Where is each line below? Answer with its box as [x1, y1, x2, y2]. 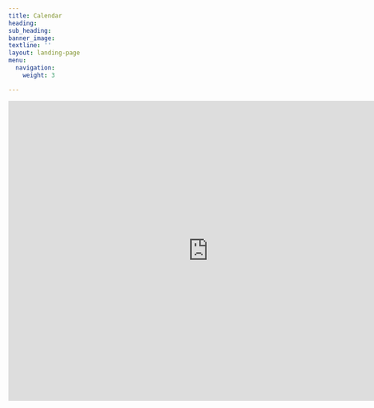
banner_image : [8, 34, 56, 42]
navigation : [15, 64, 56, 72]
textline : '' [8, 42, 52, 50]
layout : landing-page [8, 49, 81, 57]
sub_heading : [8, 26, 52, 34]
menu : [8, 57, 26, 65]
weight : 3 [22, 71, 56, 79]
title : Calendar [8, 11, 62, 20]
